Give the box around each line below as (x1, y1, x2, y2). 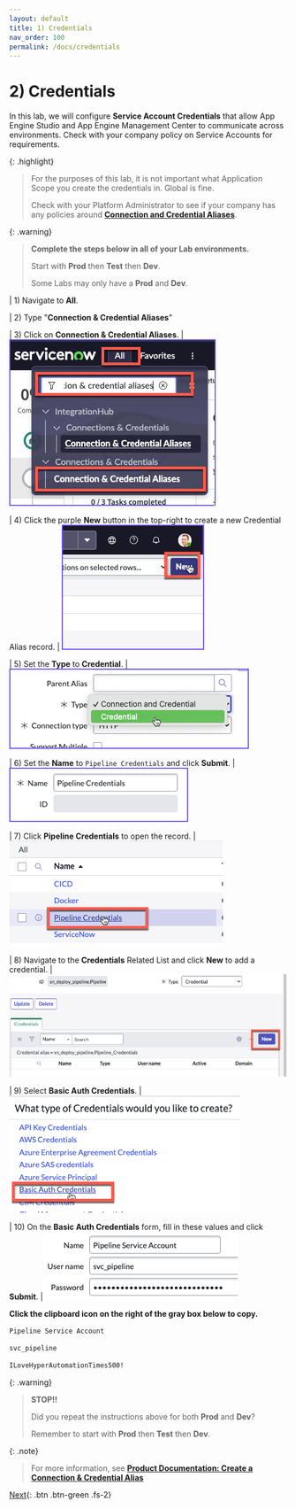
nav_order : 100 (9, 33, 65, 42)
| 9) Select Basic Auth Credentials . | (9, 1086, 142, 1096)
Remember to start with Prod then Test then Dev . (30, 1428, 211, 1439)
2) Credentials (9, 81, 117, 102)
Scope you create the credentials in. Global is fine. (30, 182, 215, 194)
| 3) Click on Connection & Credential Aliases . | (9, 329, 184, 340)
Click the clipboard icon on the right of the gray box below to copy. (9, 1309, 259, 1319)
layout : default (9, 14, 69, 23)
